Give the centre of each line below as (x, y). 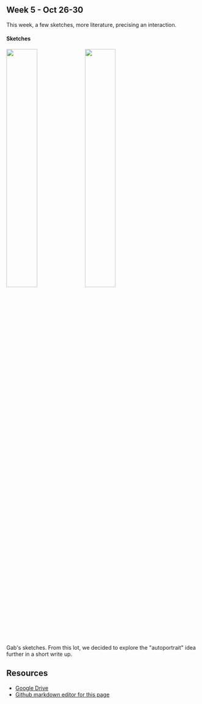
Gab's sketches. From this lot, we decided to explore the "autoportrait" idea (101, 648)
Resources (27, 673)
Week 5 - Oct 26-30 (45, 10)
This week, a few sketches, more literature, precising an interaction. (92, 24)
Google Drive (32, 688)
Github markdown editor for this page (62, 694)
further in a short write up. (39, 654)
